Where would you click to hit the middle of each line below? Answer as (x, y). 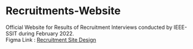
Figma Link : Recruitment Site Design (51, 40)
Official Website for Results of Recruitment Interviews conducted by (89, 27)
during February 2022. (46, 33)
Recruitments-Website (63, 11)
